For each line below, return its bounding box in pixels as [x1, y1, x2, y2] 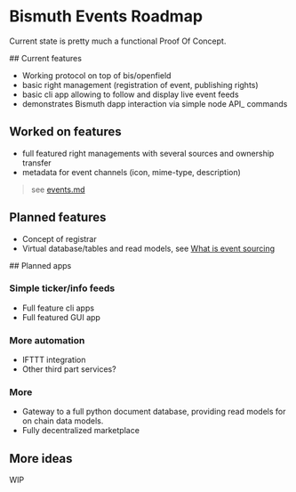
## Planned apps [9, 260, 72, 270]
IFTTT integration [21, 354, 86, 366]
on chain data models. [21, 415, 104, 426]
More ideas [9, 451, 73, 466]
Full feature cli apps [21, 302, 95, 313]
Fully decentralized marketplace [21, 425, 140, 436]
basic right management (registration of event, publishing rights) [21, 79, 260, 90]
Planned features [9, 210, 107, 225]
